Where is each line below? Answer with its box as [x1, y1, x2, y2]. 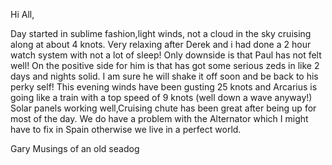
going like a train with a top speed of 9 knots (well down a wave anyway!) [10, 92, 313, 103]
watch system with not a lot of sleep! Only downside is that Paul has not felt [10, 49, 322, 61]
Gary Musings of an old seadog [10, 143, 140, 154]
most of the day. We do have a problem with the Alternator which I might [10, 113, 309, 124]
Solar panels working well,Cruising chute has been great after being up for [10, 102, 317, 114]
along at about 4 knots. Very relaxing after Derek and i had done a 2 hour [10, 39, 312, 50]
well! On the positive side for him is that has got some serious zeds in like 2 [10, 60, 320, 71]
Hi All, [10, 9, 35, 20]
